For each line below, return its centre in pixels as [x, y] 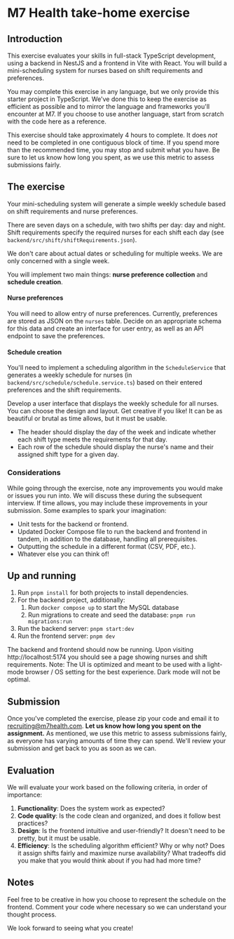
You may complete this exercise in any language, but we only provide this [113, 92]
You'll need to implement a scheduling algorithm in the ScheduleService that [117, 368]
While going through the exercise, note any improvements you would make [115, 488]
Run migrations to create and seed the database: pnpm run [112, 615]
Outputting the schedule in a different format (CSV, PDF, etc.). [106, 546]
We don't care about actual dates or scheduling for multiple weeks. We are [115, 253]
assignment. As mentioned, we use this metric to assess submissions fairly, [117, 733]
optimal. [19, 679]
